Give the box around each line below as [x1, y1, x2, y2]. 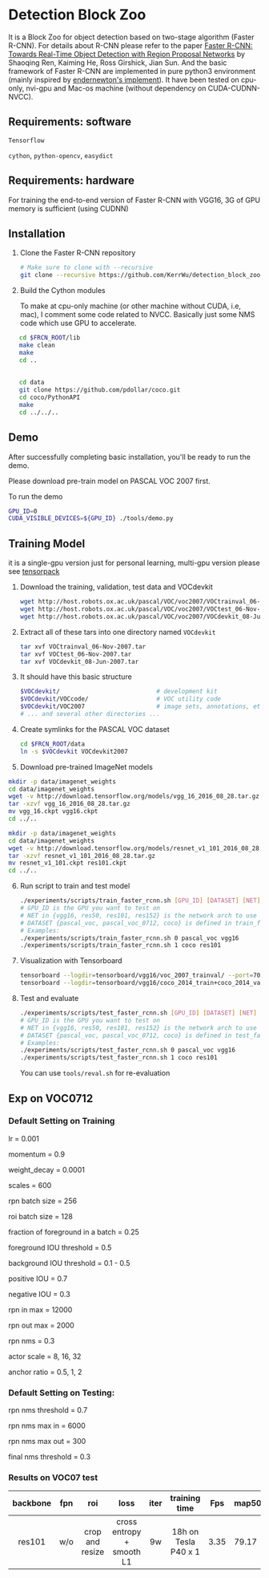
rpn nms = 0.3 [8, 1336, 55, 1345]
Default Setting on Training [8, 1116, 115, 1127]
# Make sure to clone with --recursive [19, 263, 154, 272]
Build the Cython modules [19, 286, 106, 295]
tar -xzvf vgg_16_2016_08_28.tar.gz [8, 800, 130, 808]
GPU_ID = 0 [8, 507, 38, 515]
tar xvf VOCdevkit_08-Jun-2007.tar [19, 657, 139, 665]
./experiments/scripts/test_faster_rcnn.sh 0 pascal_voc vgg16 [19, 1046, 236, 1055]
